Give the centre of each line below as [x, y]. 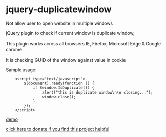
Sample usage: [21, 70]
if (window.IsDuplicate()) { [64, 88]
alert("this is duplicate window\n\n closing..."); [97, 92]
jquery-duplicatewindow [59, 9]
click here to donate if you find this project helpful [58, 129]
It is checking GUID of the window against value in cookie [66, 60]
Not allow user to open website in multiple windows [59, 23]
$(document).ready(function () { [59, 83]
